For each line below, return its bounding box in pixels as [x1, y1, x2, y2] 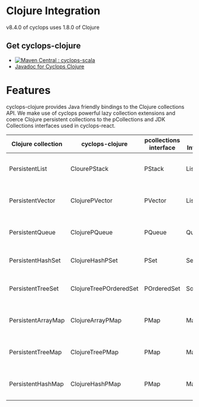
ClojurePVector [70, 196, 113, 205]
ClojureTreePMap [70, 348, 119, 356]
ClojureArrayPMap [70, 316, 122, 324]
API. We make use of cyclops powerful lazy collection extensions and [6, 109, 176, 117]
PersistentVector [9, 196, 56, 205]
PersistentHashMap [9, 380, 64, 388]
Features [6, 83, 51, 97]
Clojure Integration [6, 4, 101, 18]
